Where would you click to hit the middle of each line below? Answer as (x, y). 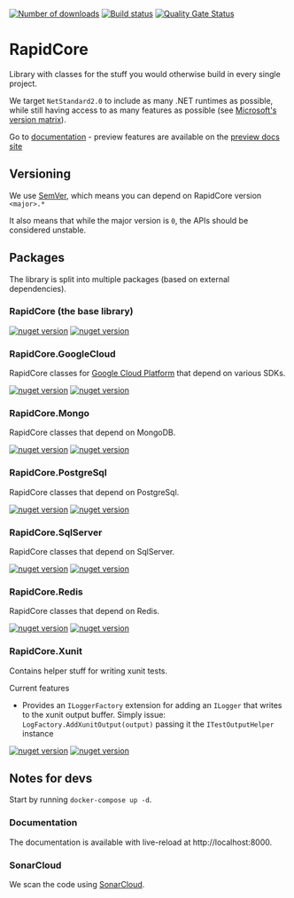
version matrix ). (38, 119)
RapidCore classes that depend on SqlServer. (92, 552)
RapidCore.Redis (46, 592)
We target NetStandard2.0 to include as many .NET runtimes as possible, (141, 100)
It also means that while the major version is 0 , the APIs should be (129, 220)
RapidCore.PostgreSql (58, 473)
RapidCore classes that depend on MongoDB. (93, 433)
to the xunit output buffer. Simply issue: (94, 714)
